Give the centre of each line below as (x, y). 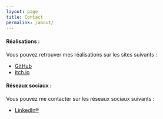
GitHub (23, 66)
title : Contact (25, 17)
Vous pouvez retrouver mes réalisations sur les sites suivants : (82, 54)
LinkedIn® (27, 110)
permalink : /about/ (30, 22)
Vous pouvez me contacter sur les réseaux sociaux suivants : (80, 98)
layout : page (22, 11)
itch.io (22, 72)
